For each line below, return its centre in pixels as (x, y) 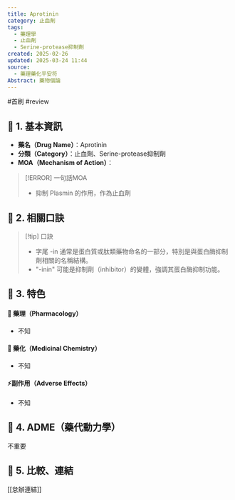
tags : (15, 27)
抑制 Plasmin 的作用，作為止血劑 (83, 193)
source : (19, 67)
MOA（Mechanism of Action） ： (66, 163)
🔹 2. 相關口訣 (36, 217)
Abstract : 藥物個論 (34, 80)
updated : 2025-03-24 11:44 (47, 61)
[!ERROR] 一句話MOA (56, 178)
